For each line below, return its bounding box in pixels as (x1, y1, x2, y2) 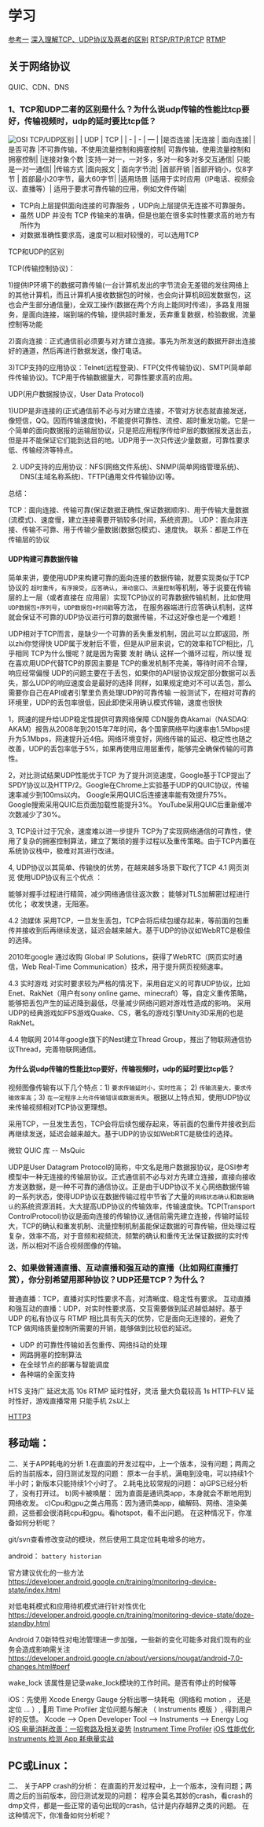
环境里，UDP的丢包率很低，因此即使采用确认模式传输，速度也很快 (8, 698, 222, 707)
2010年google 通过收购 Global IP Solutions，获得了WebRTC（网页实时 (8, 952, 236, 962)
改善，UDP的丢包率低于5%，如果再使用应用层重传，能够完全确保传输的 (8, 744, 240, 754)
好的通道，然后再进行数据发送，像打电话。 (8, 347, 146, 356)
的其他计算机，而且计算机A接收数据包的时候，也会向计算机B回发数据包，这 (8, 290, 251, 299)
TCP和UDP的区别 (8, 247, 64, 256)
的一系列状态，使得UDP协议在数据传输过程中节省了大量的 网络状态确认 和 (8, 1192, 237, 1201)
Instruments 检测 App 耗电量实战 (8, 1733, 114, 1743)
